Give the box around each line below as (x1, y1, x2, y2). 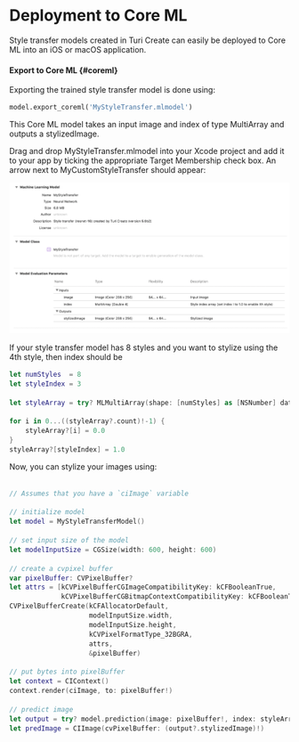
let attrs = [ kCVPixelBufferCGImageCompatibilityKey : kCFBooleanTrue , (9, 583, 277, 592)
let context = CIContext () (9, 677, 109, 686)
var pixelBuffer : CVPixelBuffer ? (9, 574, 133, 583)
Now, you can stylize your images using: (9, 461, 158, 472)
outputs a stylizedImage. (9, 128, 100, 139)
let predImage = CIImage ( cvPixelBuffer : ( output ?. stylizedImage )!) (9, 723, 265, 733)
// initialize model (9, 508, 86, 517)
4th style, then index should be (9, 351, 123, 362)
